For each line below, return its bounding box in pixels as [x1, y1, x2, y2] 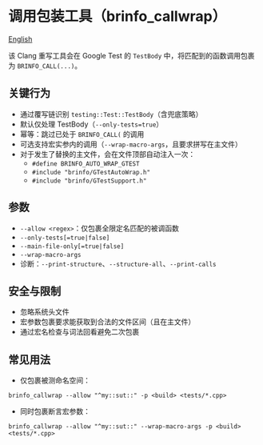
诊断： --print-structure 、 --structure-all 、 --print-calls [19, 259, 217, 268]
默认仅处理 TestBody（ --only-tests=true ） [19, 119, 164, 129]
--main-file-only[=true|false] [19, 242, 125, 251]
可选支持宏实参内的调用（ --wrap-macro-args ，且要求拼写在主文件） [19, 139, 242, 149]
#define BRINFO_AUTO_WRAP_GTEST [31, 159, 140, 168]
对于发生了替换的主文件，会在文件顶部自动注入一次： [19, 149, 196, 158]
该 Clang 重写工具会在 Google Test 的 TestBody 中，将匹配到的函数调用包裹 [8, 50, 255, 60]
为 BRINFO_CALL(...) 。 [8, 61, 82, 70]
